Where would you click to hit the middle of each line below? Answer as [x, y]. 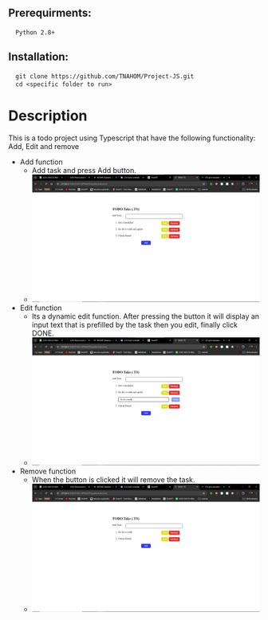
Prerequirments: [50, 13]
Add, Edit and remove [44, 146]
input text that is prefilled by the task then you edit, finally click [134, 325]
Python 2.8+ [35, 32]
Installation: [39, 57]
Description [48, 116]
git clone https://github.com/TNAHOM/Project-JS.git [105, 76]
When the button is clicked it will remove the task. [113, 480]
